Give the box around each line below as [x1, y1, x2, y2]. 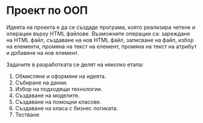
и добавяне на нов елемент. [6, 49, 79, 56]
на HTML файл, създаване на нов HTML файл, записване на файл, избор [6, 36, 194, 43]
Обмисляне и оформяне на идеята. [15, 72, 107, 80]
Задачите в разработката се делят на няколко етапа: [6, 61, 144, 68]
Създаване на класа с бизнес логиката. [15, 104, 118, 112]
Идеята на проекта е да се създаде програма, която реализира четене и [6, 24, 196, 31]
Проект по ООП [6, 4, 88, 17]
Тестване [15, 111, 39, 118]
